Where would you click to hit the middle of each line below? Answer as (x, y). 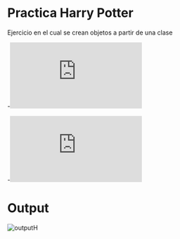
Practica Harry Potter (70, 13)
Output (28, 208)
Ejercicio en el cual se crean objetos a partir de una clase (90, 32)
